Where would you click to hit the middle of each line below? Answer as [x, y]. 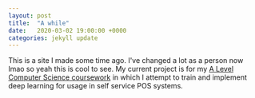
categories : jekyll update [53, 38]
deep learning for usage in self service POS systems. [96, 86]
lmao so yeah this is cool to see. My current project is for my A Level [121, 69]
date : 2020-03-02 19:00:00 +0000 [68, 30]
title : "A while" [39, 23]
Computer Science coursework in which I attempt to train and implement [128, 77]
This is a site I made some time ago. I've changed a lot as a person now [126, 61]
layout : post [30, 16]
